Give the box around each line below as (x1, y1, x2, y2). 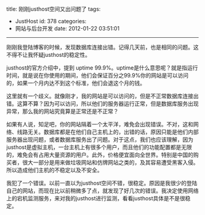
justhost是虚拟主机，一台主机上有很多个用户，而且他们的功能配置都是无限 (6, 144, 192, 151)
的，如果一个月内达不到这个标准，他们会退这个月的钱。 (6, 79, 145, 87)
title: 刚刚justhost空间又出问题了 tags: (6, 5, 101, 12)
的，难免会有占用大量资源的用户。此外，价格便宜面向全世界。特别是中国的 (6, 151, 193, 158)
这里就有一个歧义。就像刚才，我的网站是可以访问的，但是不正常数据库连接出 (6, 92, 199, 100)
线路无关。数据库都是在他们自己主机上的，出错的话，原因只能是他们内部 (16, 128, 199, 136)
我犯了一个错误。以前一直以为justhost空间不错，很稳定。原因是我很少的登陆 (6, 180, 198, 186)
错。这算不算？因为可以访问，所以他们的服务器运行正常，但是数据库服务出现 (6, 100, 199, 107)
